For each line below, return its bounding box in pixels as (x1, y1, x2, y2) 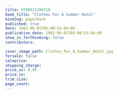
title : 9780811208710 (5, 7, 51, 12)
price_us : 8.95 (5, 67, 37, 72)
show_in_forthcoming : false (5, 35, 64, 40)
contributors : (5, 40, 35, 45)
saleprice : (5, 58, 28, 63)
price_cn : (5, 72, 26, 77)
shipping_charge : (5, 63, 42, 68)
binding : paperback (5, 16, 46, 21)
